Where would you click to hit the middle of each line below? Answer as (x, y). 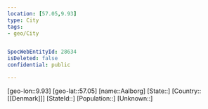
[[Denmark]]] (26, 98)
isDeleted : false (33, 59)
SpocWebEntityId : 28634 (42, 52)
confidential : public (39, 65)
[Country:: (187, 91)
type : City (23, 20)
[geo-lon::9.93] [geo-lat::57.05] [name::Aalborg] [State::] (89, 91)
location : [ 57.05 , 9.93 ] (42, 14)
